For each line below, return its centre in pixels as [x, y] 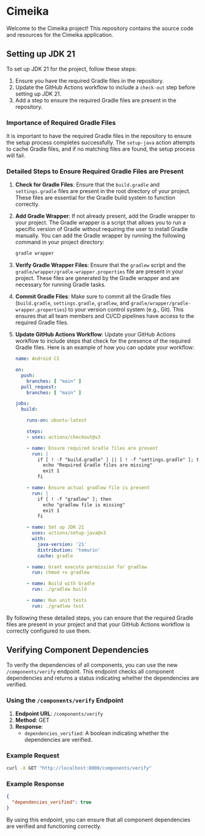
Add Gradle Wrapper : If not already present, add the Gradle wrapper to [105, 216]
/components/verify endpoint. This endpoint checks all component [90, 671]
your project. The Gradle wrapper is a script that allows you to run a [100, 222]
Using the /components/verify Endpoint [65, 700]
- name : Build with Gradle [61, 583]
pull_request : [39, 387]
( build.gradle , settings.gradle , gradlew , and [72, 303]
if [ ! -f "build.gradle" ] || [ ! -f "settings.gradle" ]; [116, 460]
